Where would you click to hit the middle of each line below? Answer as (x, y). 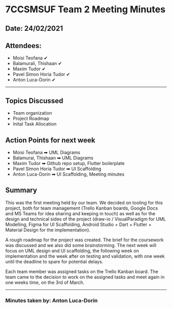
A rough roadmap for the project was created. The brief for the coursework (84, 240)
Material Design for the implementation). (48, 230)
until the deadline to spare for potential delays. (54, 261)
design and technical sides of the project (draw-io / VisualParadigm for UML (86, 219)
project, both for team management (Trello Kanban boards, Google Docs (82, 208)
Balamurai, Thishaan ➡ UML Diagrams (53, 158)
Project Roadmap (31, 118)
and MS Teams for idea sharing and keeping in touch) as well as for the (80, 213)
